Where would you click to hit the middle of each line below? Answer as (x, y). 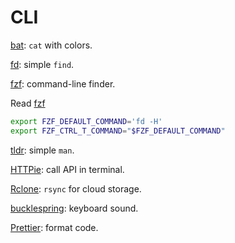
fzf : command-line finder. (63, 83)
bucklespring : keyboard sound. (74, 208)
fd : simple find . (42, 64)
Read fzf (28, 103)
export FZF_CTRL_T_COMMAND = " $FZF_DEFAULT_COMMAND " (118, 131)
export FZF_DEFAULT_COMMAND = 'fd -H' (86, 121)
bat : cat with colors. (51, 45)
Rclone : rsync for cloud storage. (76, 188)
